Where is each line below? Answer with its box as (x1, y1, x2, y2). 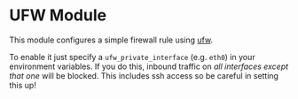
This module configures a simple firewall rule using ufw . (9, 34, 214, 45)
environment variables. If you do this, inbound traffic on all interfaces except (9, 61, 289, 72)
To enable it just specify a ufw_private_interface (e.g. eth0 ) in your (9, 51, 255, 62)
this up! (9, 80, 37, 90)
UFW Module (9, 5, 107, 26)
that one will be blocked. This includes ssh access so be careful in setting (9, 70, 279, 80)
